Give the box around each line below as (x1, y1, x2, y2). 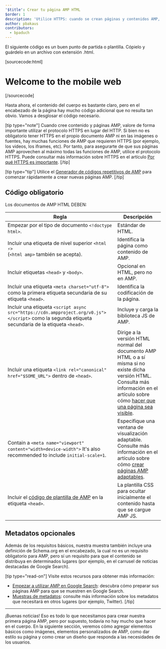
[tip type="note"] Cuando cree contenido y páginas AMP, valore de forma (5, 122, 155, 128)
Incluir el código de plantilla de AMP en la (7, 494, 104, 501)
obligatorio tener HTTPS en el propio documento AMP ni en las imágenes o (5, 132, 158, 139)
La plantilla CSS (117, 481, 154, 488)
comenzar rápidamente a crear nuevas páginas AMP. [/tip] (5, 174, 124, 180)
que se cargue (117, 506, 151, 513)
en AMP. (117, 275, 137, 282)
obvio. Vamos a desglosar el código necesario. (5, 113, 100, 118)
